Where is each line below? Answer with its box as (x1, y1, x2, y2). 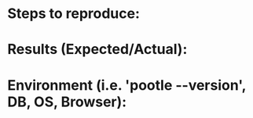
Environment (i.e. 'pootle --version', (7, 76, 247, 94)
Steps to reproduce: (7, 5, 141, 23)
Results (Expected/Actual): (7, 41, 188, 59)
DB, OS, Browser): (7, 93, 127, 110)
